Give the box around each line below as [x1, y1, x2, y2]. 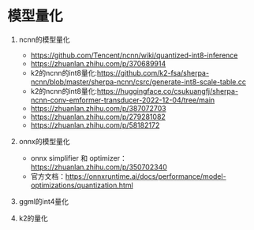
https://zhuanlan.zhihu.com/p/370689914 [30, 58, 166, 68]
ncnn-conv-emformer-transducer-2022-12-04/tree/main [30, 95, 215, 105]
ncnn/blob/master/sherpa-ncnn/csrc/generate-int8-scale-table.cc [30, 76, 246, 87]
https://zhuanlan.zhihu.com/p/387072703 [30, 103, 166, 113]
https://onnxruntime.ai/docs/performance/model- [65, 171, 226, 181]
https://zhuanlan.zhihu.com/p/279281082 [30, 112, 166, 121]
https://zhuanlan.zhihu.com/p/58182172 [30, 120, 160, 130]
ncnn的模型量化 [18, 35, 70, 44]
